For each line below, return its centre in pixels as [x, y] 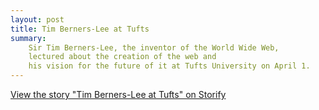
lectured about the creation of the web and [122, 57]
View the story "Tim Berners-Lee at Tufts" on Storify [118, 94]
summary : [28, 38]
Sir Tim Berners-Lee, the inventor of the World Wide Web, [154, 47]
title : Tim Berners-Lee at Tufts [80, 29]
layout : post [37, 19]
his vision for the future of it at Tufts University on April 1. [169, 66]
